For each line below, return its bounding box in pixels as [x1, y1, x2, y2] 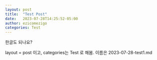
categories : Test [5, 25, 41, 30]
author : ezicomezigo [5, 20, 48, 26]
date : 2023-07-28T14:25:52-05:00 [5, 16, 78, 21]
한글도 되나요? [5, 40, 33, 45]
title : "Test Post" [5, 12, 48, 17]
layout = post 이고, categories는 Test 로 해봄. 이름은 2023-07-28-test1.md [5, 50, 153, 56]
